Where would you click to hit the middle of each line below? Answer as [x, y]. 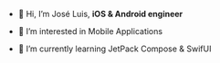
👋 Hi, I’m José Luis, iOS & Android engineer [100, 14]
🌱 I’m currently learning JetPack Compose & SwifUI [115, 49]
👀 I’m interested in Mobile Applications [90, 31]
